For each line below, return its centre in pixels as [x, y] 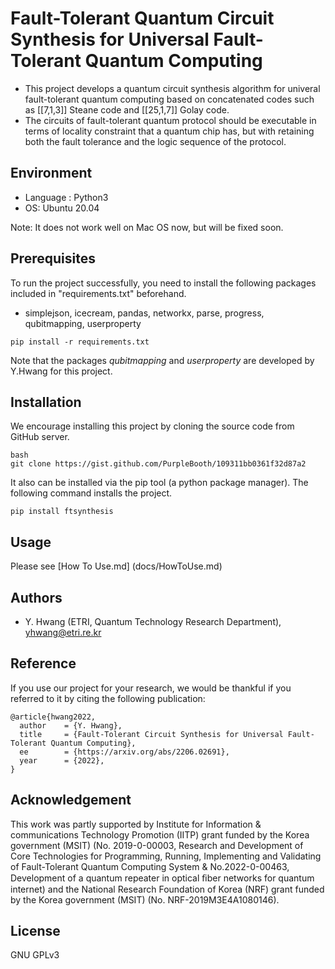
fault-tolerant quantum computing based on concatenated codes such [169, 99]
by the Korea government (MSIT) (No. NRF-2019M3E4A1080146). [145, 899]
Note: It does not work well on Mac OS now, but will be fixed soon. [147, 227]
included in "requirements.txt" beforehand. [98, 293]
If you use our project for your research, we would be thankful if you [151, 688]
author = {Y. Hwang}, [71, 725]
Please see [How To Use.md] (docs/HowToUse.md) [116, 566]
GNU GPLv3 [35, 955]
